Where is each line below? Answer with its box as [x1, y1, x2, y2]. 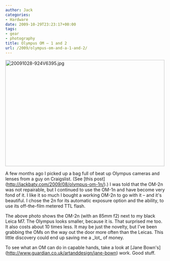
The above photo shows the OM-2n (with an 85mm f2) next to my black [5, 212, 156, 219]
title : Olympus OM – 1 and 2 [5, 41, 67, 46]
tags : [5, 27, 17, 32]
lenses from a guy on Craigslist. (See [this [5, 176, 93, 182]
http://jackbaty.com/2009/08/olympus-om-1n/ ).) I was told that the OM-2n [7, 181, 163, 187]
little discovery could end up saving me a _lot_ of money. [5, 234, 124, 241]
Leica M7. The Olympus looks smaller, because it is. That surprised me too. [5, 218, 163, 224]
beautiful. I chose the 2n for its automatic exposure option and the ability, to [5, 197, 164, 203]
